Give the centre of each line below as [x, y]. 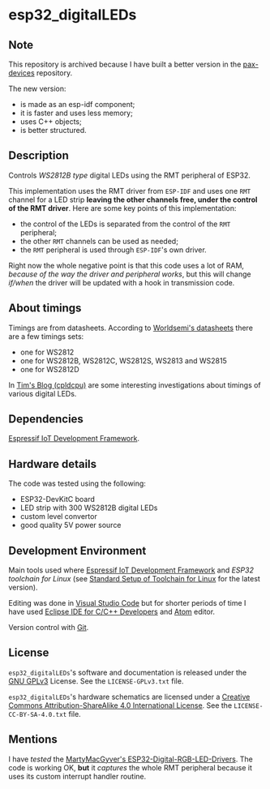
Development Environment [77, 550]
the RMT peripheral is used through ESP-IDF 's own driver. [113, 250]
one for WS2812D [49, 369]
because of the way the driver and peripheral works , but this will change [130, 274]
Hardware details [53, 464]
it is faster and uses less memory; [77, 113]
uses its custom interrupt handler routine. [77, 776]
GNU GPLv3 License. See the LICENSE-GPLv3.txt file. [96, 681]
